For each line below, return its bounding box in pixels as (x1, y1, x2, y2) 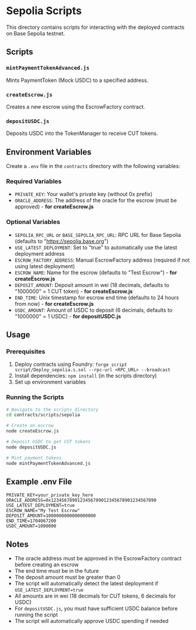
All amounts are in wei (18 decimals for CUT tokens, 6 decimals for (14, 592, 176, 599)
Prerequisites (6, 347, 45, 355)
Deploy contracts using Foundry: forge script (14, 361, 128, 368)
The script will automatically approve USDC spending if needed (14, 618, 169, 625)
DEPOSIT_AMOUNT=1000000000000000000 (6, 513, 96, 519)
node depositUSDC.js (6, 444, 57, 450)
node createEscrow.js (6, 428, 59, 434)
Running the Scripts (6, 393, 64, 401)
